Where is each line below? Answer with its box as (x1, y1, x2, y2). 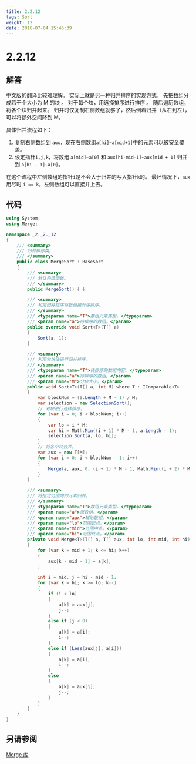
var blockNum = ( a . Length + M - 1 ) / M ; (37, 395, 138, 401)
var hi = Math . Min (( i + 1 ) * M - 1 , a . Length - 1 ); (48, 427, 177, 434)
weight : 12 (6, 19, 33, 25)
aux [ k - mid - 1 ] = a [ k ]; (48, 558, 111, 564)
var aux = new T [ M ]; (37, 450, 88, 455)
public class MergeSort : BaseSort (16, 259, 104, 265)
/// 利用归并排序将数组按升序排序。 (27, 302, 104, 309)
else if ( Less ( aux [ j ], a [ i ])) (48, 645, 122, 651)
